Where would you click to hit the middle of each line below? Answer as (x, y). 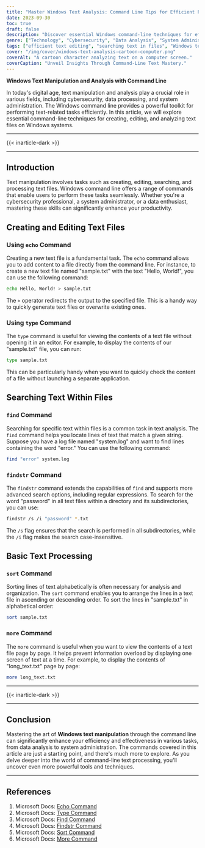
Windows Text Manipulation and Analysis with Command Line (86, 81)
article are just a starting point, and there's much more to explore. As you (98, 754)
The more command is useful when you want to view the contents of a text (99, 646)
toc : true (19, 23)
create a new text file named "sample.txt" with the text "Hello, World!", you (100, 271)
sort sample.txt (27, 618)
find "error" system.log (38, 459)
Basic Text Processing (49, 556)
